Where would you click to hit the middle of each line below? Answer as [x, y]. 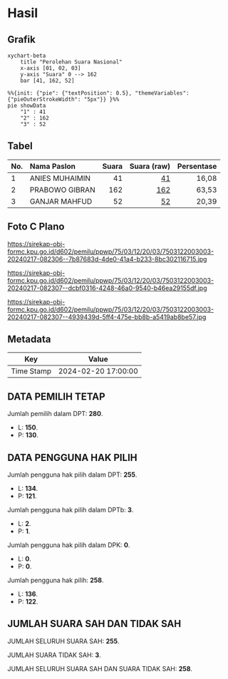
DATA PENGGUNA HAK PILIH [72, 457]
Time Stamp [31, 371]
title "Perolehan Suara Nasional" [71, 62]
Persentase [197, 166]
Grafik [21, 40]
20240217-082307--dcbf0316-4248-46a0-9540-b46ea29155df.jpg [108, 288]
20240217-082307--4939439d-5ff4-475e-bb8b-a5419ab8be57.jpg [107, 317]
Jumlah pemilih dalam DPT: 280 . [55, 414]
